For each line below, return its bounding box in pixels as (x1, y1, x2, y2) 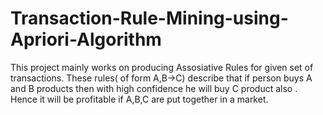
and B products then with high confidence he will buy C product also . (10, 82, 298, 94)
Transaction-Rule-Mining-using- (10, 7, 289, 30)
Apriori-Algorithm (10, 28, 162, 51)
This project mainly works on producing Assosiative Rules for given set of (10, 61, 314, 73)
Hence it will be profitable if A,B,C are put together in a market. (10, 93, 269, 105)
